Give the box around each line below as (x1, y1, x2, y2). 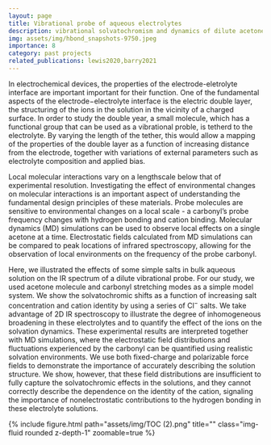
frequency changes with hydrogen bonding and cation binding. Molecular (8, 215, 252, 225)
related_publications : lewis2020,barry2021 (8, 57, 157, 65)
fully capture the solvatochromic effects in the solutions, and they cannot (8, 377, 252, 388)
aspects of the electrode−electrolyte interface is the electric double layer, (8, 96, 252, 106)
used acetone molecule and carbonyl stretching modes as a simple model (8, 282, 254, 292)
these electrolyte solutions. (8, 403, 98, 413)
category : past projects (8, 49, 92, 57)
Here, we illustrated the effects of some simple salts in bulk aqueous (8, 264, 236, 275)
